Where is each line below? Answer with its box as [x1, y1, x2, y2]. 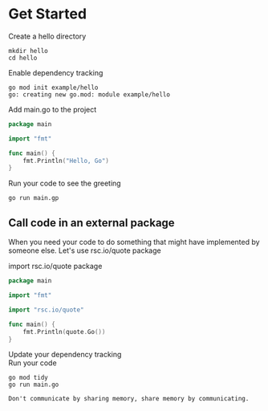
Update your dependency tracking [8, 350, 122, 360]
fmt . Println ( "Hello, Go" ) [22, 157, 110, 165]
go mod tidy [8, 374, 48, 382]
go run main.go [8, 380, 59, 389]
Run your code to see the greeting [8, 178, 122, 189]
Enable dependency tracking [8, 67, 104, 77]
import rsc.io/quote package [8, 262, 103, 271]
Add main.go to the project [8, 104, 97, 114]
